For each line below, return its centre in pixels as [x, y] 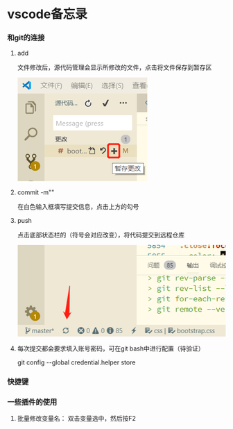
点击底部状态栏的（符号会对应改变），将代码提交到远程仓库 [101, 235]
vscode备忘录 [48, 14]
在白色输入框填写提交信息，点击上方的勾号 [78, 207]
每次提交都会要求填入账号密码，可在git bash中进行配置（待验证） [111, 348]
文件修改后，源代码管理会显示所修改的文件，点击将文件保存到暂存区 [114, 67]
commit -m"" [36, 192]
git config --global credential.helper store [76, 362]
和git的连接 [26, 37]
